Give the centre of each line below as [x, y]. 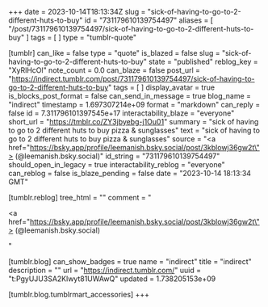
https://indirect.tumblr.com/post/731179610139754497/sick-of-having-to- [134, 79]
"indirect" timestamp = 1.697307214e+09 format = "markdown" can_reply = [134, 105]
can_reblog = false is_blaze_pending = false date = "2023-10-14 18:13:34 [130, 173]
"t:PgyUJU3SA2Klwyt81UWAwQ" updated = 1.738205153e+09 [112, 279]
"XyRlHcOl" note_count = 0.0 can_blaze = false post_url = [104, 70]
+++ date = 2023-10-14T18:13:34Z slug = [77, 12]
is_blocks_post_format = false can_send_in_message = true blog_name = [130, 96]
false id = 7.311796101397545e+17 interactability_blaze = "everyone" [121, 113]
